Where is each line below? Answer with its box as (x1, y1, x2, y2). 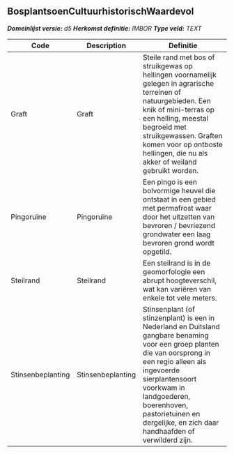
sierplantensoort (142, 374, 197, 384)
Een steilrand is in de (142, 258, 211, 268)
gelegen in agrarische (142, 78, 214, 88)
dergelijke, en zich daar (142, 418, 219, 427)
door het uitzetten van (142, 212, 215, 222)
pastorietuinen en (142, 409, 201, 418)
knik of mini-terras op (142, 105, 214, 114)
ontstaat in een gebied (142, 195, 216, 204)
